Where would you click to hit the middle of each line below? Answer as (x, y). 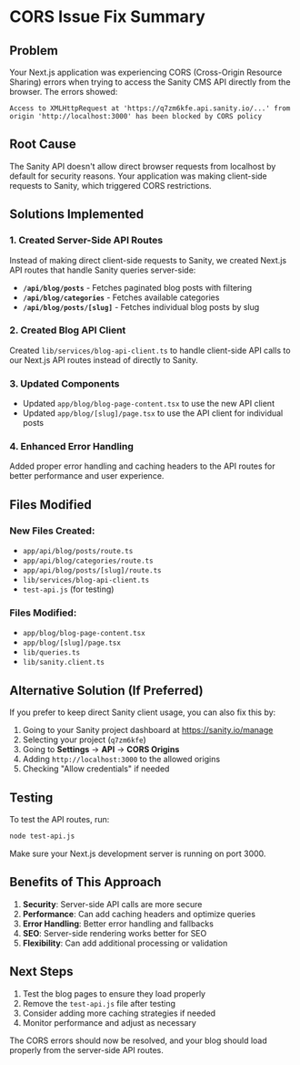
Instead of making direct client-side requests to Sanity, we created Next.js (148, 260)
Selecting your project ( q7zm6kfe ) (85, 739)
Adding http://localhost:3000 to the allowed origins (121, 760)
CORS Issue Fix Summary (108, 17)
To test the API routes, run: (60, 819)
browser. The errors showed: (64, 92)
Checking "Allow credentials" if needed (96, 769)
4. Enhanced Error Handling (72, 447)
